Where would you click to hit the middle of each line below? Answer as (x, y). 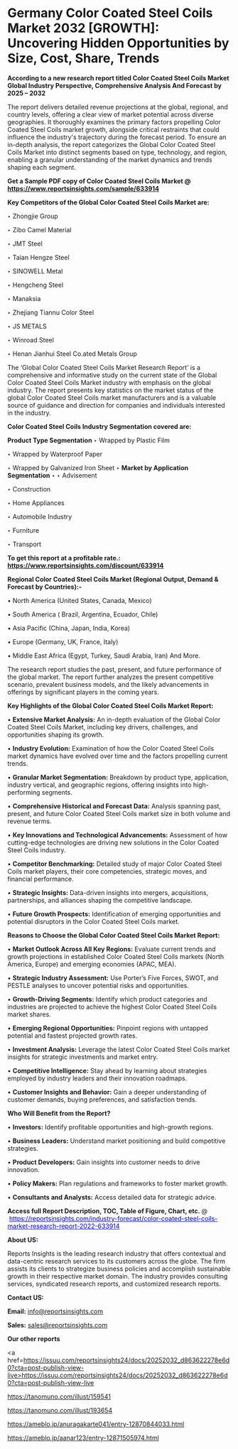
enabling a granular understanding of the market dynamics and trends (110, 159)
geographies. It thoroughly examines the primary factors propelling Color (114, 121)
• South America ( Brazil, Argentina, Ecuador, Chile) (83, 614)
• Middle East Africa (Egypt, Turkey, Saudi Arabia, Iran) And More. (104, 656)
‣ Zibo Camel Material (39, 229)
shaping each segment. (42, 167)
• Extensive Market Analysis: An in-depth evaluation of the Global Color (114, 720)
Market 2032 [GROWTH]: (83, 28)
